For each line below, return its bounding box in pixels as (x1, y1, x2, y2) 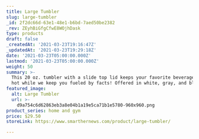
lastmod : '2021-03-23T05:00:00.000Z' (6, 58, 99, 64)
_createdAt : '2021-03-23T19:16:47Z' (6, 42, 97, 48)
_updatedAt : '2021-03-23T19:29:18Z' (6, 47, 97, 53)
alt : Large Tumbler (11, 91, 60, 97)
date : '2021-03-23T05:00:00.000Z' (6, 53, 92, 59)
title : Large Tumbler (6, 8, 60, 15)
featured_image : (6, 86, 46, 92)
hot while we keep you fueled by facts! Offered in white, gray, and (11, 80, 187, 86)
